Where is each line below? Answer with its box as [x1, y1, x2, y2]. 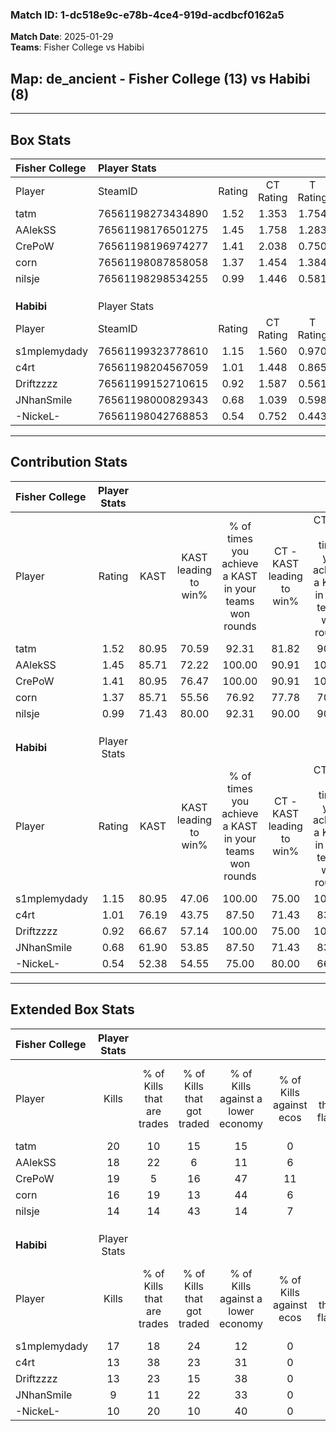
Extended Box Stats [10, 1001, 135, 1018]
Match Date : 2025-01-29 [10, 31, 114, 43]
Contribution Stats [10, 454, 128, 471]
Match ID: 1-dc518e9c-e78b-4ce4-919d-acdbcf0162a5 [10, 8, 285, 22]
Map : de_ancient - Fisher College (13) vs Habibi [10, 70, 311, 87]
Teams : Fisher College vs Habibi [10, 41, 145, 53]
